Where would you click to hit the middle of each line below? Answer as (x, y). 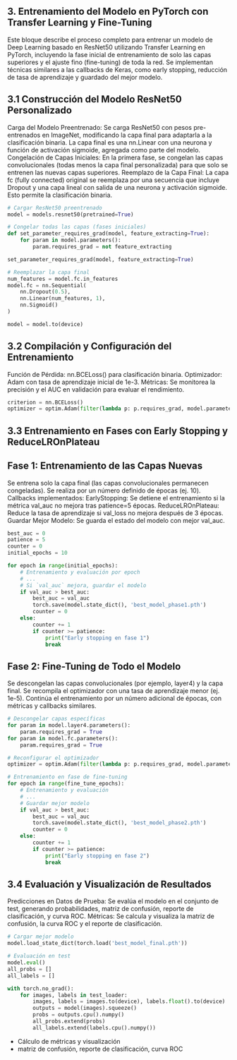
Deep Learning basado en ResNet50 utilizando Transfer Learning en (107, 47)
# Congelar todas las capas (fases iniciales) (77, 227)
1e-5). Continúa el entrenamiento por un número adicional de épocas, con (115, 699)
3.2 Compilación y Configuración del (90, 346)
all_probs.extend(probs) (69, 1022)
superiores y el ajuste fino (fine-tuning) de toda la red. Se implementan (110, 62)
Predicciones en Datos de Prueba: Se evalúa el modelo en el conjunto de (113, 901)
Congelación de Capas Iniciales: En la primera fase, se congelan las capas (115, 157)
